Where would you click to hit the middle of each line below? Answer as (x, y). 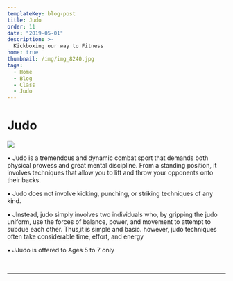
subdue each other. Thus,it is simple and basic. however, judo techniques (112, 230)
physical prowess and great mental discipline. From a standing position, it (112, 166)
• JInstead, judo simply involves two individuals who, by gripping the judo (112, 215)
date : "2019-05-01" (35, 33)
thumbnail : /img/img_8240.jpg (51, 59)
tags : (15, 65)
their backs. (24, 180)
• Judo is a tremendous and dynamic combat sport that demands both (108, 158)
